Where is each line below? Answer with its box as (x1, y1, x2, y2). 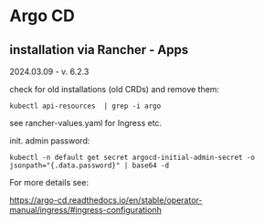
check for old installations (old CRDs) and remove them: (9, 84, 220, 94)
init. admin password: (9, 135, 90, 146)
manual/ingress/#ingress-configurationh (9, 205, 162, 215)
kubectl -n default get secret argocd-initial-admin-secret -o (9, 153, 256, 162)
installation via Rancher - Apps (9, 42, 189, 58)
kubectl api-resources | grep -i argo (9, 101, 162, 111)
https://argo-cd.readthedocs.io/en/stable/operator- (9, 195, 203, 206)
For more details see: (9, 177, 90, 187)
